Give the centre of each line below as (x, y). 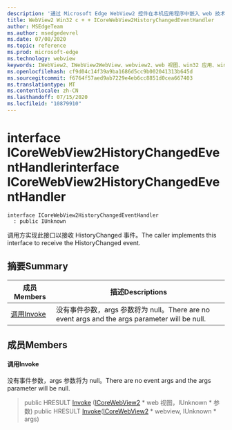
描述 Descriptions (139, 292)
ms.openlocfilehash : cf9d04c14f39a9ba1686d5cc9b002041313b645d (100, 71)
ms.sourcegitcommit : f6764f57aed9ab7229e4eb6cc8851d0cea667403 (100, 78)
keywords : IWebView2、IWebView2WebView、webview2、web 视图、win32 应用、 (112, 65)
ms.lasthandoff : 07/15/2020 (48, 98)
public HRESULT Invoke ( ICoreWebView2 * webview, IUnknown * (125, 411)
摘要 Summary (38, 266)
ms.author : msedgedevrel (43, 33)
